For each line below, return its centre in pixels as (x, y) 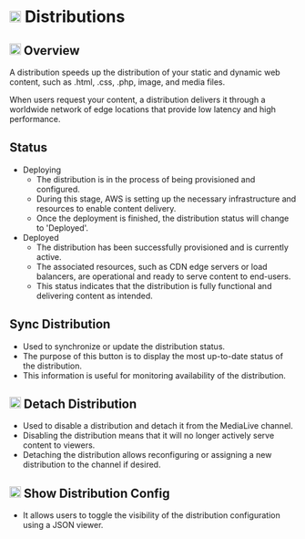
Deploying (42, 170)
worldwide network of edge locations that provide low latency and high (142, 109)
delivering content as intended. (94, 295)
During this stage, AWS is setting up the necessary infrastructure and (166, 199)
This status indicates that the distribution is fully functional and (154, 285)
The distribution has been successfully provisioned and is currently (163, 247)
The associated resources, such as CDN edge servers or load (152, 266)
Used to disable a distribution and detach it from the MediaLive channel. (158, 426)
